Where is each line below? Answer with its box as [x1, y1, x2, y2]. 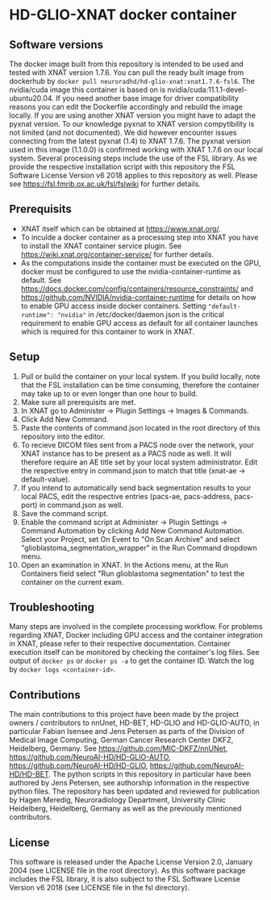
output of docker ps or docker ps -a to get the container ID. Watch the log [9, 656, 255, 666]
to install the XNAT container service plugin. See [20, 240, 182, 251]
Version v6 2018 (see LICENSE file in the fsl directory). [9, 883, 190, 893]
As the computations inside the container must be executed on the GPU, [20, 258, 261, 268]
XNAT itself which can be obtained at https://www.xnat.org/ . [20, 223, 221, 233]
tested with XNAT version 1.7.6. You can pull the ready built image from [9, 68, 244, 77]
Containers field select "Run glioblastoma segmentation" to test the [20, 569, 245, 578]
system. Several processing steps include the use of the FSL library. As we [9, 153, 257, 163]
